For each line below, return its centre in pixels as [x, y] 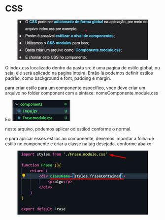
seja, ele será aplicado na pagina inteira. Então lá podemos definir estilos [79, 73]
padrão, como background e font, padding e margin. [58, 78]
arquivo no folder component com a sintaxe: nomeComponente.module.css [82, 93]
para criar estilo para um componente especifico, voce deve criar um [75, 88]
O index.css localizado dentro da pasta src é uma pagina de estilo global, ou [82, 68]
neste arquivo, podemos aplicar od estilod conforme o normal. [68, 129]
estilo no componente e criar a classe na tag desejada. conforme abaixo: [79, 144]
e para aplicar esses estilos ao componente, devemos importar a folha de [80, 139]
